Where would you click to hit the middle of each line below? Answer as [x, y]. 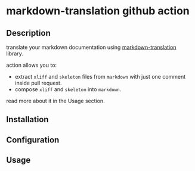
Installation [27, 119]
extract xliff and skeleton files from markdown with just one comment [100, 77]
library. [15, 54]
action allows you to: [32, 65]
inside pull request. [38, 83]
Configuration [33, 140]
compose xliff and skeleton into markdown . [68, 89]
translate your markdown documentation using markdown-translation [92, 47]
